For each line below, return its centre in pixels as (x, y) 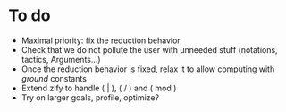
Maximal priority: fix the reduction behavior (101, 40)
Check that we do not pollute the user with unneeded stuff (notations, (149, 49)
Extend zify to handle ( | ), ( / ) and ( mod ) (99, 88)
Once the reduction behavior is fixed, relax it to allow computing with (148, 69)
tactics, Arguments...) (61, 59)
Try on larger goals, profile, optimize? (90, 97)
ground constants (54, 78)
